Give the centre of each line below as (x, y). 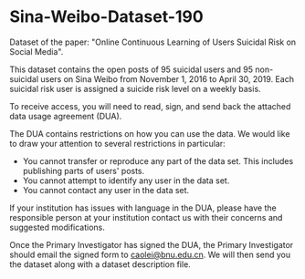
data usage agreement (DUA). (66, 116)
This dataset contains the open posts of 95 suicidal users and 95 (131, 69)
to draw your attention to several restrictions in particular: (117, 143)
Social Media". (37, 51)
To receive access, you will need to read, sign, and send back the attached (150, 106)
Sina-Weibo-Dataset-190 (106, 17)
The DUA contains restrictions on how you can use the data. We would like (150, 133)
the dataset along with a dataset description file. (100, 264)
